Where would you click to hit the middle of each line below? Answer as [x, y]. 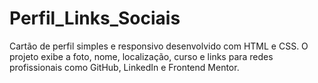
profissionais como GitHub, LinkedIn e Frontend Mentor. [124, 67]
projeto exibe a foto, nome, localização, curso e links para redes [141, 56]
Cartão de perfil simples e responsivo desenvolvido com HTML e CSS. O [159, 46]
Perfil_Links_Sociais [95, 18]
